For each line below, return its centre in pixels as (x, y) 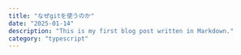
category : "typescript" (49, 38)
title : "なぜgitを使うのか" (52, 16)
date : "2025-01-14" (41, 23)
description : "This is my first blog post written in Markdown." (121, 31)
